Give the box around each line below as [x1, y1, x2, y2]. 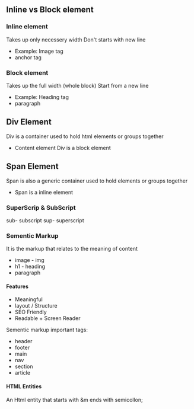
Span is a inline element [14, 188, 73, 196]
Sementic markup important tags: [6, 326, 88, 334]
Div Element [6, 117, 52, 127]
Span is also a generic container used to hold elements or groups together [6, 177, 188, 184]
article [14, 369, 31, 376]
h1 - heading [14, 263, 46, 270]
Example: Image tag [14, 47, 63, 55]
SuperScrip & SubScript [6, 203, 76, 212]
